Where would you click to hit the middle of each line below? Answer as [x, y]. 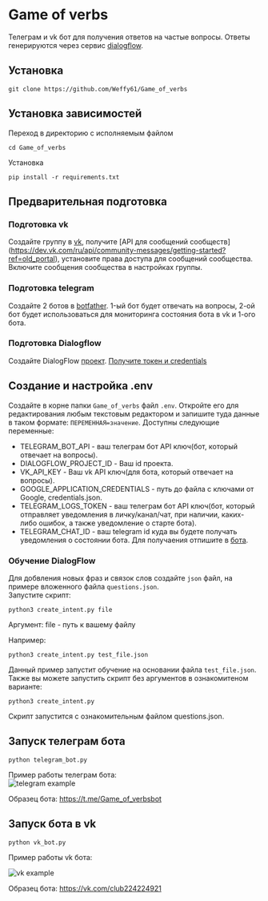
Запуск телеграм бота [67, 741]
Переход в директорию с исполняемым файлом [91, 133]
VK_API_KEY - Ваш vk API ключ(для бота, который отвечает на [126, 472]
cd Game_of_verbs [37, 147]
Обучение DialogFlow [52, 561]
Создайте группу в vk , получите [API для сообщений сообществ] [119, 242]
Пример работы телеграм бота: [63, 774]
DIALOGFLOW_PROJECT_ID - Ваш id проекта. [96, 463]
